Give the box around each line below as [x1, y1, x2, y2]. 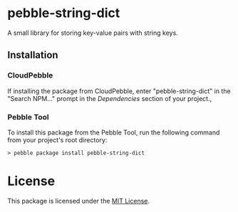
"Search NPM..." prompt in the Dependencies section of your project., [7, 94, 212, 102]
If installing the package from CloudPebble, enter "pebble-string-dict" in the [7, 87, 231, 95]
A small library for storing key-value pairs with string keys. [7, 28, 178, 37]
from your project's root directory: [7, 135, 108, 144]
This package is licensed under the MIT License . [7, 196, 150, 205]
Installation [7, 49, 58, 61]
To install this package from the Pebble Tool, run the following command [7, 128, 220, 137]
